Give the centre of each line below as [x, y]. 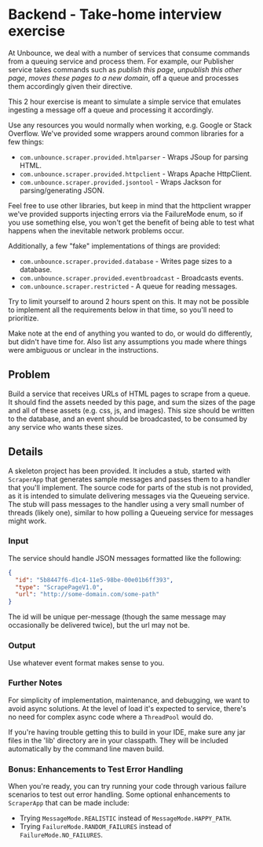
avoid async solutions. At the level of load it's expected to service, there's [127, 708]
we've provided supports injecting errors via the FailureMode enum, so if [126, 214]
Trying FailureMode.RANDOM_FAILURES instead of [95, 827]
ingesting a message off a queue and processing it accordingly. [111, 110]
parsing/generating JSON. [62, 190]
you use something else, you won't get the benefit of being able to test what [131, 222]
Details [26, 452]
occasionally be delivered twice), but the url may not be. [99, 625]
